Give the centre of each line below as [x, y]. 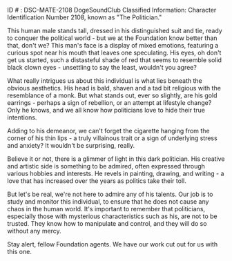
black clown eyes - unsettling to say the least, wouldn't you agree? [102, 67]
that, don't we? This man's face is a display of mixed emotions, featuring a [113, 45]
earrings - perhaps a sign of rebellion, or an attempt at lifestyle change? [109, 103]
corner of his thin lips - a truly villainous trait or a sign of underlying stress [112, 138]
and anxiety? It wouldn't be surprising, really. [71, 145]
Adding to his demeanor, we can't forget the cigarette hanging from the [108, 131]
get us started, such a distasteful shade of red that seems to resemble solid [115, 60]
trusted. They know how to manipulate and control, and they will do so [107, 223]
